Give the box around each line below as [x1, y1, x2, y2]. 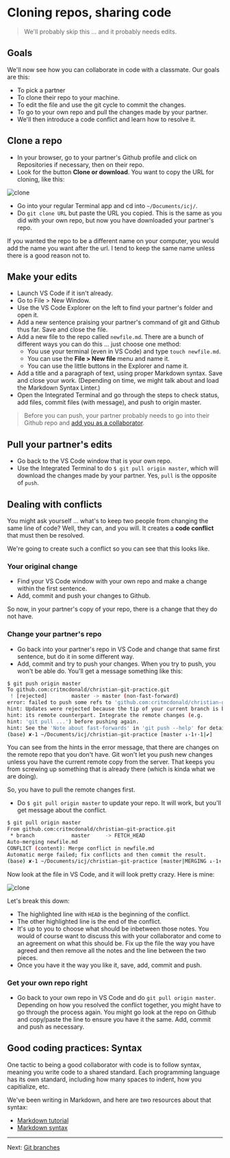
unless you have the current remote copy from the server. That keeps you [7, 758, 215, 766]
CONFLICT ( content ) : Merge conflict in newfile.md [7, 844, 155, 852]
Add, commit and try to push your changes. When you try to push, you [16, 659, 216, 668]
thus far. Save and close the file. [16, 325, 108, 333]
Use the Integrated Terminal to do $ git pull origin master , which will [16, 464, 219, 473]
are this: [7, 73, 30, 81]
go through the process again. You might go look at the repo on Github [16, 1008, 217, 1016]
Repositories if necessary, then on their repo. [16, 160, 144, 168]
